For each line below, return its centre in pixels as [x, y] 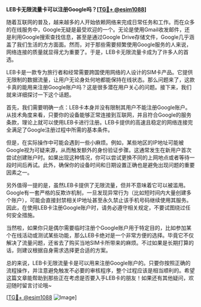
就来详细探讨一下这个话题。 [40, 95]
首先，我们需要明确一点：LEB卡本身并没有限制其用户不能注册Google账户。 [98, 107]
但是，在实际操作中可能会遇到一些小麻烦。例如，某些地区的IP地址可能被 [95, 142]
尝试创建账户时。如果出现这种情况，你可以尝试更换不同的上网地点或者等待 [98, 157]
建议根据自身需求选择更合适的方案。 [66, 250]
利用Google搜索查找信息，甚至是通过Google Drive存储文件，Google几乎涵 [103, 37]
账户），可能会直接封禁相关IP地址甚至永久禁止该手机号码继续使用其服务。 [101, 200]
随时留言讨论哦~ [31, 285]
